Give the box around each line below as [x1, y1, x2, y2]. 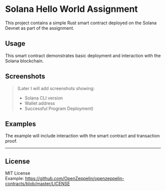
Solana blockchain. [5, 58, 44, 64]
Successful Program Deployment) [24, 105, 94, 111]
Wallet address [24, 100, 55, 106]
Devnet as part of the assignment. [5, 25, 75, 31]
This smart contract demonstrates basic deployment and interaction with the [5, 52, 161, 58]
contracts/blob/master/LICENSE [5, 181, 70, 187]
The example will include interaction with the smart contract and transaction [5, 133, 160, 139]
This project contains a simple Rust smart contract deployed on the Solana [5, 20, 157, 26]
